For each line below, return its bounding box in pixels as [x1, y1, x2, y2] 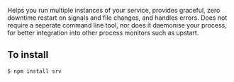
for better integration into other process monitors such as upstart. [7, 28, 199, 37]
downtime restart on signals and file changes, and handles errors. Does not [7, 13, 228, 22]
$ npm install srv [7, 67, 62, 75]
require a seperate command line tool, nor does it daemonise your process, [7, 21, 227, 29]
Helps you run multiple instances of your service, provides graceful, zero [7, 6, 221, 14]
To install [7, 49, 49, 61]
